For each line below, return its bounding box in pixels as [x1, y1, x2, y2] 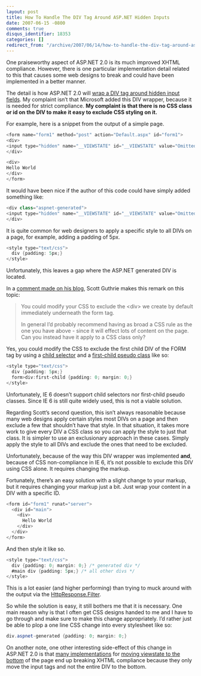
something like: [6, 193, 44, 200]
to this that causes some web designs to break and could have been [6, 71, 175, 79]
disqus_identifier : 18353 [6, 31, 71, 37]
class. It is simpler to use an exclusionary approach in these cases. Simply [6, 434, 189, 441]
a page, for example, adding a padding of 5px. [6, 233, 120, 241]
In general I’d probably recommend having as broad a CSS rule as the [20, 321, 193, 328]
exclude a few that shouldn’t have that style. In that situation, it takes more [6, 421, 190, 429]
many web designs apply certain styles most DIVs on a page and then [6, 415, 178, 422]
